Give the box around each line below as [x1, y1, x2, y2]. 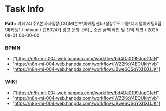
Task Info [5, 3, 44, 15]
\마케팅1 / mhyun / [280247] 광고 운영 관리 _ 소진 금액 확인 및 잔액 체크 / [5, 26, 147, 33]
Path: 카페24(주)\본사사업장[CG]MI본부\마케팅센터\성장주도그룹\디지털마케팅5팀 [5, 20, 162, 26]
